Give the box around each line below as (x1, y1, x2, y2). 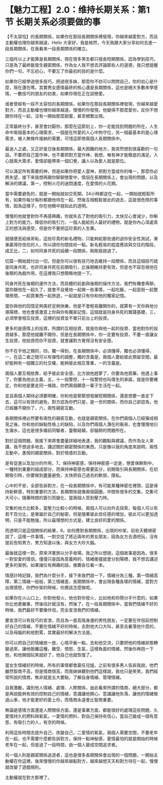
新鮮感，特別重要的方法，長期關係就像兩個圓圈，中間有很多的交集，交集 (9, 488, 154, 494)
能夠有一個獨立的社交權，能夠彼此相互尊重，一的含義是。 (9, 360, 124, 366)
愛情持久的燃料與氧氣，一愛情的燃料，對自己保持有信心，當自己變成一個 (5, 713, 149, 719)
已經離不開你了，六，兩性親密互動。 (5, 405, 78, 411)
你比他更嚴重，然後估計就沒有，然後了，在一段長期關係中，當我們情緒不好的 (5, 601, 158, 607)
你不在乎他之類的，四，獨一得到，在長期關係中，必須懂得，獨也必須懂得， (5, 348, 154, 353)
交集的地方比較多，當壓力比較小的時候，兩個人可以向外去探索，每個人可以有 (5, 505, 158, 511)
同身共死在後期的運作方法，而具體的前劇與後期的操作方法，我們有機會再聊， (5, 280, 158, 286)
